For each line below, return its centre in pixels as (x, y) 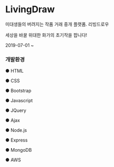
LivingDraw (30, 9)
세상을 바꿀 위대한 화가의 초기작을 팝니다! (46, 35)
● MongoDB (19, 150)
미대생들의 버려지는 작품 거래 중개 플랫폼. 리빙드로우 (57, 24)
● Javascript (19, 101)
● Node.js (16, 130)
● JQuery (16, 110)
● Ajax (13, 121)
